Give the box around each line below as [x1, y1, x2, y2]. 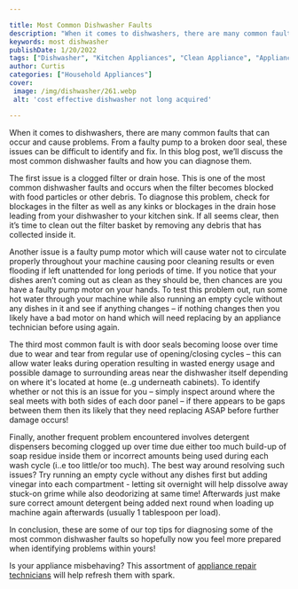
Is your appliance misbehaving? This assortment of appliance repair [9, 560, 257, 570]
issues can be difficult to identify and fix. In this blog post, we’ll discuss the [9, 145, 284, 156]
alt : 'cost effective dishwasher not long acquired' [12, 95, 213, 104]
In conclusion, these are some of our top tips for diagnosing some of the [9, 524, 273, 535]
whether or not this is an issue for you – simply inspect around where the [9, 386, 275, 397]
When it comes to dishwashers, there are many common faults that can [9, 127, 271, 137]
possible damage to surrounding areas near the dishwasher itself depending [9, 367, 288, 378]
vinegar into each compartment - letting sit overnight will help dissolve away [9, 478, 288, 489]
